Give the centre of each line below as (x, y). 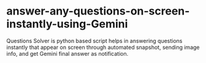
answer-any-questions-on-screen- (98, 11)
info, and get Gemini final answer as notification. (67, 53)
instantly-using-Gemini (67, 24)
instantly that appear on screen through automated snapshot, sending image (103, 47)
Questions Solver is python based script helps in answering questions (94, 41)
